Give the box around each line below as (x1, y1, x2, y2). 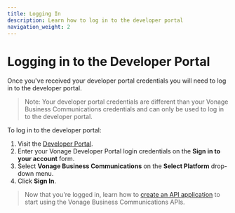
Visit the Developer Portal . (17, 139, 93, 148)
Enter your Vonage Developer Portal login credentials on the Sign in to (17, 147, 221, 156)
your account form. (17, 155, 75, 163)
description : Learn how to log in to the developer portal (7, 17, 184, 24)
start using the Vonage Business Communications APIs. (24, 198, 185, 207)
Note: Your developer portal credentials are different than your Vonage (24, 97, 229, 106)
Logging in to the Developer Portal (7, 53, 210, 69)
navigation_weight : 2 (7, 23, 71, 30)
